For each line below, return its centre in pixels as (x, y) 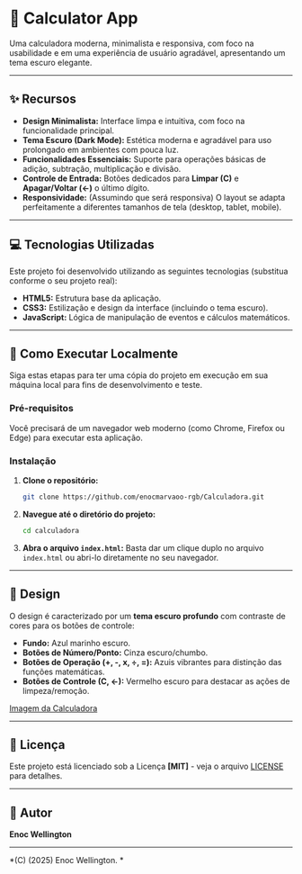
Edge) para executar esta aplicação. (76, 437)
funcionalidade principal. (68, 131)
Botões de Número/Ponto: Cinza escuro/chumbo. (115, 653)
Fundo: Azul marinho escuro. (76, 643)
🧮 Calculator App (74, 18)
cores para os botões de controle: (72, 626)
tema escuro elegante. (51, 62)
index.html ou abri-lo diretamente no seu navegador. (120, 557)
